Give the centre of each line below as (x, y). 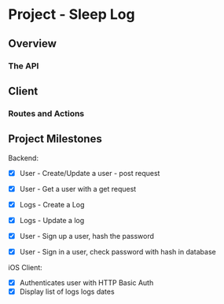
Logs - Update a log (52, 220)
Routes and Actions (46, 113)
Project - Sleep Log (72, 15)
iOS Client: (26, 267)
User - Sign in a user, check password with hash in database (118, 251)
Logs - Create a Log (52, 204)
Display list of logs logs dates (67, 291)
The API (24, 66)
